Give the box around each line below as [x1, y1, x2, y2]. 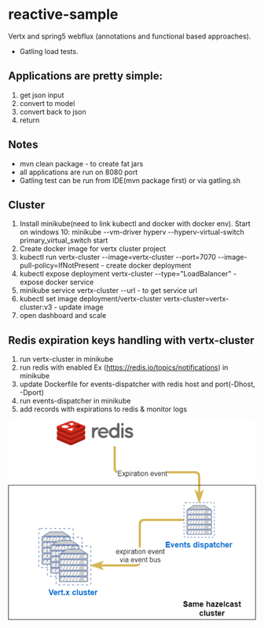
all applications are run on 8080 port [19, 167, 138, 177]
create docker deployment [105, 261, 192, 270]
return [19, 115, 40, 125]
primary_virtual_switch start [19, 235, 108, 245]
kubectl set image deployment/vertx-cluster [19, 294, 163, 304]
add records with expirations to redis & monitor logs [19, 404, 187, 414]
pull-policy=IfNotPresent [19, 261, 100, 270]
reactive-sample [8, 5, 119, 24]
